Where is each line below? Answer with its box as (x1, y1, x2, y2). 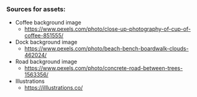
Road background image (15, 58, 78, 66)
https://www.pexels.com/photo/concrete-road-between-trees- (24, 64, 183, 72)
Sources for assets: (6, 5, 66, 14)
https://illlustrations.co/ (24, 84, 83, 91)
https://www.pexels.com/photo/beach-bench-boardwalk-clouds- (24, 45, 189, 52)
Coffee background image (15, 19, 81, 26)
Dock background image (15, 39, 78, 46)
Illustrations (15, 77, 45, 85)
